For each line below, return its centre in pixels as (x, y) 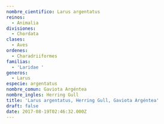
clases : (16, 39)
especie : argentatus (32, 84)
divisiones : (21, 28)
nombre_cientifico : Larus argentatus (53, 12)
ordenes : (17, 51)
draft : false (22, 106)
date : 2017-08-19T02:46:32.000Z (46, 111)
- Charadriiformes (35, 56)
